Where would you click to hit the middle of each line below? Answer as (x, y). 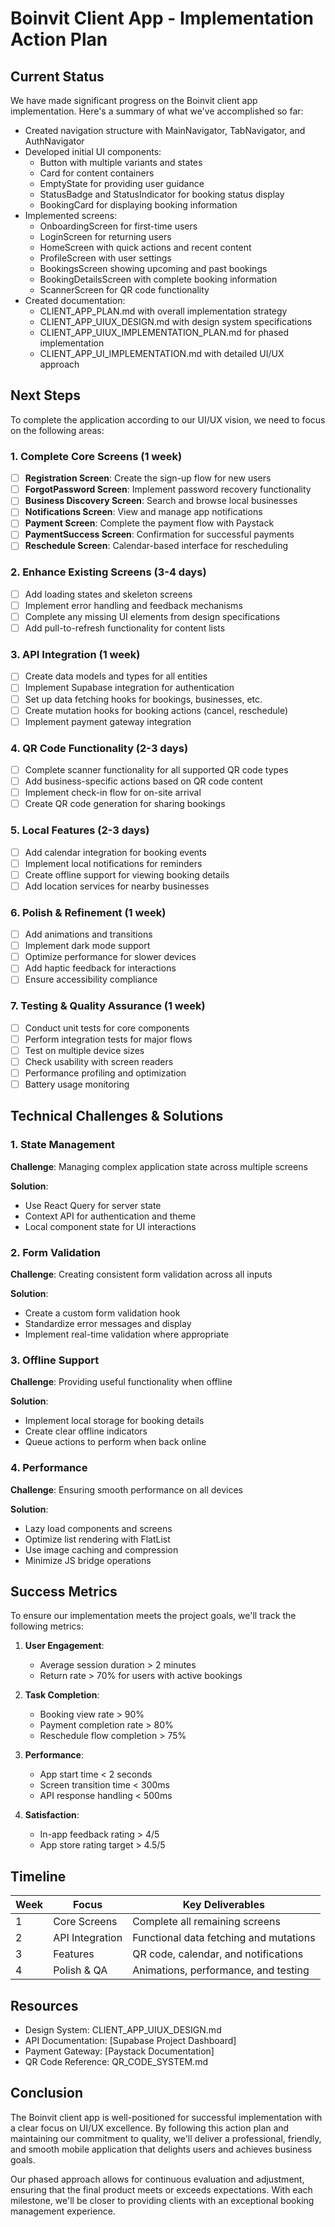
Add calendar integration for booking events (115, 852)
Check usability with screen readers (99, 1061)
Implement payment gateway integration (108, 721)
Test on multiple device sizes (84, 1050)
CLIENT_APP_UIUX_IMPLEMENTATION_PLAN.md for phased (164, 332)
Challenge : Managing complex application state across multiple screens (159, 1166)
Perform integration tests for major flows (108, 1039)
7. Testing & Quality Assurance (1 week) (108, 1006)
